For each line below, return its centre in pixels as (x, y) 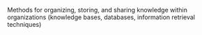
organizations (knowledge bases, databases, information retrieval (101, 17)
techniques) (24, 24)
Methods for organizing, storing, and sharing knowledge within (98, 10)
